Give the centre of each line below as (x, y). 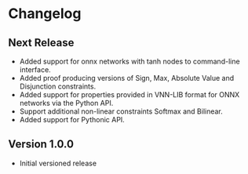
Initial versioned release (58, 163)
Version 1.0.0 (41, 145)
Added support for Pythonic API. (72, 120)
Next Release (41, 43)
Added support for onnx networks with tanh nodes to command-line (130, 61)
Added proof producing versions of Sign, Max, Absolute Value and (126, 78)
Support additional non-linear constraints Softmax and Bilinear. (121, 111)
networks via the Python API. (66, 103)
